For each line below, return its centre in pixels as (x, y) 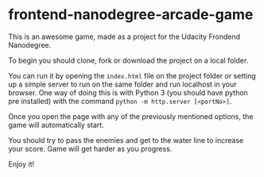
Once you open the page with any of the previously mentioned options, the (131, 116)
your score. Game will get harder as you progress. (90, 148)
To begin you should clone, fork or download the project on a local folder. (128, 60)
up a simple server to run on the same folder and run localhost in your (122, 84)
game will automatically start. (56, 125)
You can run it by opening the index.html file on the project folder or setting (132, 75)
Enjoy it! (21, 164)
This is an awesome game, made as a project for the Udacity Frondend (124, 37)
